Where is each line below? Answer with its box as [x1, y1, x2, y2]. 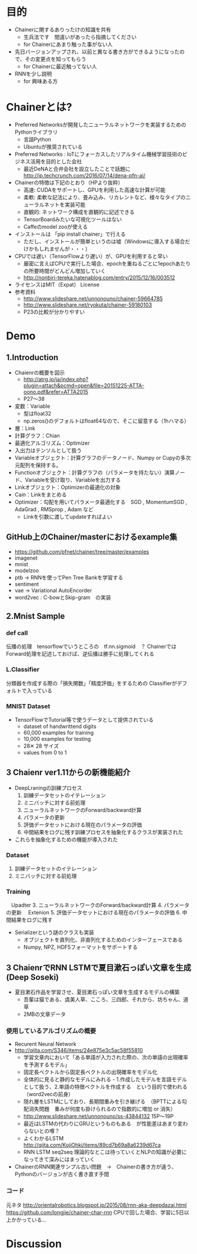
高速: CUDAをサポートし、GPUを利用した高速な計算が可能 [23, 186, 166, 193]
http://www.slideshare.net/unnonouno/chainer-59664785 [23, 295, 163, 302]
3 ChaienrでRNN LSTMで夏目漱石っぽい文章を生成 [6, 962, 191, 973]
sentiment [14, 580, 39, 587]
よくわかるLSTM [23, 1135, 64, 1142]
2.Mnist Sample [6, 611, 65, 621]
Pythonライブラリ [14, 128, 58, 136]
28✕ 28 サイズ [23, 742, 59, 749]
